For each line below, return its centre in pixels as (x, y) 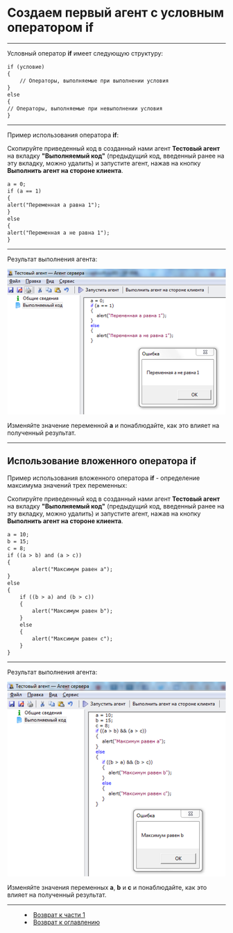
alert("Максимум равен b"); (72, 611)
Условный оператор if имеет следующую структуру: (85, 53)
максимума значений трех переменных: (67, 485)
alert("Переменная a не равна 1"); (59, 233)
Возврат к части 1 (59, 914)
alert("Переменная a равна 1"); (54, 205)
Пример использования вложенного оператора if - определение (104, 478)
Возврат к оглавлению (67, 922)
